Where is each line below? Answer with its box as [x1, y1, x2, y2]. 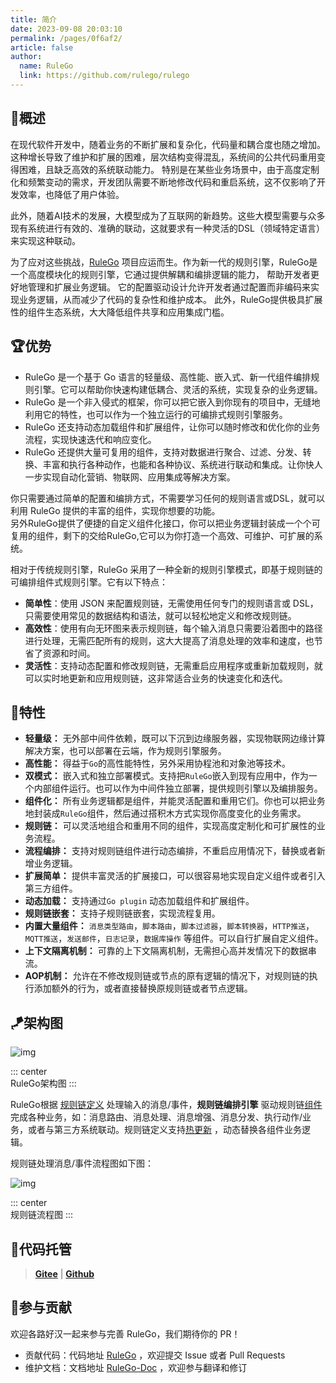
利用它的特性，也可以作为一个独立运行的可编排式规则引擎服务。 [24, 408, 288, 420]
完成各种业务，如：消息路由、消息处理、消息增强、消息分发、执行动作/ [10, 1111, 303, 1123]
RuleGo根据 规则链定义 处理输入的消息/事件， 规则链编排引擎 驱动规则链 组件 [10, 1099, 323, 1111]
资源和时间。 [42, 647, 96, 659]
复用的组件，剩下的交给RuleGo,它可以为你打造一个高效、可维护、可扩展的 [10, 529, 315, 541]
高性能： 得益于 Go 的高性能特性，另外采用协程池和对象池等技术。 [24, 757, 292, 770]
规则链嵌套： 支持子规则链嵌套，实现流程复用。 [24, 907, 221, 920]
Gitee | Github [34, 1267, 95, 1280]
